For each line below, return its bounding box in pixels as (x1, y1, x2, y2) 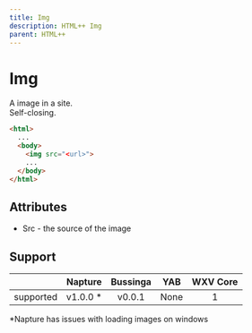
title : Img (9, 13, 50, 22)
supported (13, 291, 58, 303)
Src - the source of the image (22, 223, 132, 234)
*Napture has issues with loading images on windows (9, 314, 209, 325)
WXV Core (191, 276, 239, 288)
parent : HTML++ (9, 30, 66, 38)
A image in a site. (9, 98, 74, 108)
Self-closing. (9, 107, 56, 118)
